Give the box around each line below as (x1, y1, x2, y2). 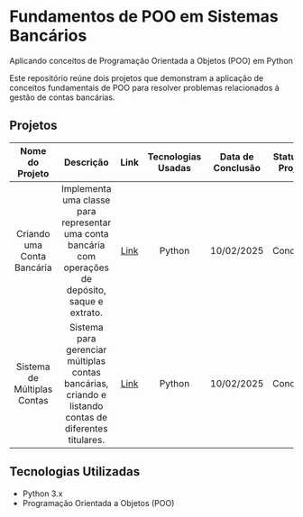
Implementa (61, 182, 112, 195)
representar (61, 216, 112, 229)
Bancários (9, 25, 87, 46)
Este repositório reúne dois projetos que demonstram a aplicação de (9, 72, 264, 83)
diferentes (64, 422, 108, 434)
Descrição (63, 156, 109, 168)
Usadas (157, 161, 191, 174)
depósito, (66, 284, 106, 296)
